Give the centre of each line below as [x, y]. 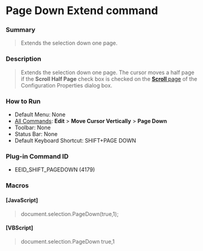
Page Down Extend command [82, 11]
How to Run [23, 101]
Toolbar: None [33, 128]
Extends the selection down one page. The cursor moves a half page [108, 72]
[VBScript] [20, 228]
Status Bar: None [36, 134]
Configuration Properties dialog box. [66, 85]
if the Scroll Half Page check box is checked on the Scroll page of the [109, 79]
